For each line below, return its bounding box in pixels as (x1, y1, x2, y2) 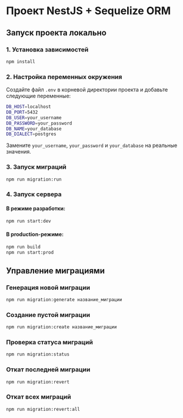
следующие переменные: (6, 93, 71, 100)
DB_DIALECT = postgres (6, 131, 57, 137)
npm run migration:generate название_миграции (6, 297, 122, 303)
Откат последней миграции (6, 365, 91, 374)
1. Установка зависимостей (6, 45, 89, 54)
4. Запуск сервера (6, 190, 62, 198)
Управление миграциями (6, 266, 105, 276)
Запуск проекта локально (6, 28, 107, 38)
